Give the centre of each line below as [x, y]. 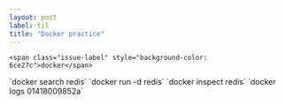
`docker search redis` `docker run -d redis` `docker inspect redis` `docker [142, 82]
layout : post [33, 17]
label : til [29, 26]
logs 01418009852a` [46, 91]
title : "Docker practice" [57, 34]
